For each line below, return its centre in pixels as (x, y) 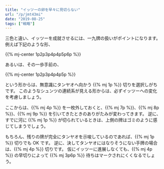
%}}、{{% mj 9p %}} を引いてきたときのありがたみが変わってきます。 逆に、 (83, 114)
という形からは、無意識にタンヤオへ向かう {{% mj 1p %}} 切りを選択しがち (81, 85)
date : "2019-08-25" (25, 19)
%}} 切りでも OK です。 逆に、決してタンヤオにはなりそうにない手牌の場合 (82, 143)
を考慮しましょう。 (25, 97)
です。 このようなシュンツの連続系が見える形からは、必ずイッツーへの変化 (81, 91)
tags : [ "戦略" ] (20, 24)
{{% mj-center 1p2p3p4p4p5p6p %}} (43, 55)
